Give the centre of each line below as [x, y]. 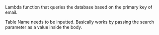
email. [11, 12]
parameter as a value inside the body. [44, 27]
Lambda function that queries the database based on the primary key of [79, 7]
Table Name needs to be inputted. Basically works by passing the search [79, 22]
